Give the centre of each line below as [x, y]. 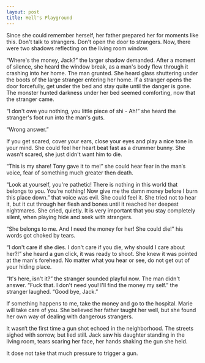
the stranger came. [30, 99]
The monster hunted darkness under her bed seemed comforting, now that [101, 92]
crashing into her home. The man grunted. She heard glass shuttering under [102, 73]
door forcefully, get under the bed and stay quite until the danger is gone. [99, 86]
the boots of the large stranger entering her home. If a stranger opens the [99, 80]
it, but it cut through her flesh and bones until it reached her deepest [92, 204]
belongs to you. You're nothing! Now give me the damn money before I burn [102, 191]
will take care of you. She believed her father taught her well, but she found [101, 310]
